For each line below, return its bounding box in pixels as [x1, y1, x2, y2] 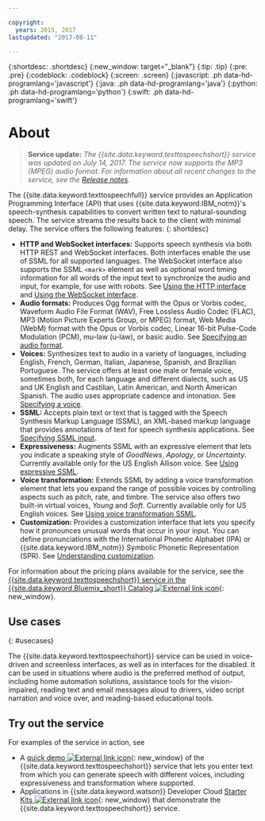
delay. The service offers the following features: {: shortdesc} [8, 224, 209, 234]
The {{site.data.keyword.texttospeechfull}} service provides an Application [8, 190, 253, 200]
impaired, [8, 685, 40, 695]
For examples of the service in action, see [8, 737, 145, 746]
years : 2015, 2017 [15, 25, 77, 34]
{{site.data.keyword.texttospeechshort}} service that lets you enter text [19, 761, 253, 770]
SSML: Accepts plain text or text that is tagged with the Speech [19, 408, 228, 417]
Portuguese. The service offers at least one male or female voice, [19, 366, 234, 375]
